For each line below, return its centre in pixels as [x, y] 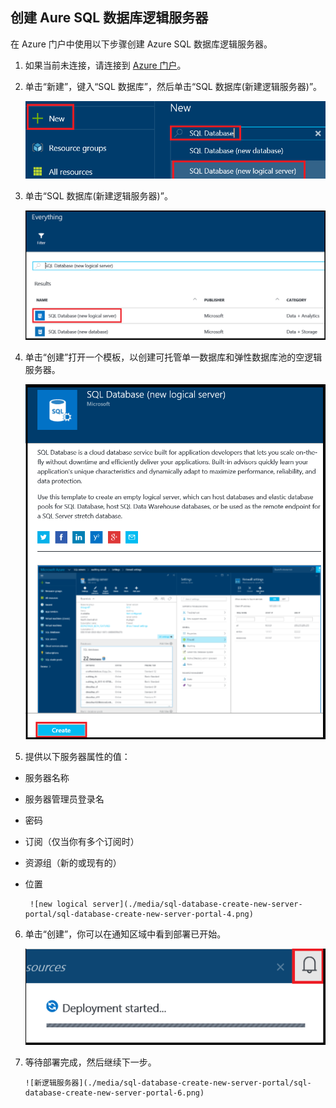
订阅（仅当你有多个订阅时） [82, 842]
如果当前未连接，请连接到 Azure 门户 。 [105, 65]
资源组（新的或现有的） [73, 863]
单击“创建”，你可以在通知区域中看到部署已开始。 [125, 934]
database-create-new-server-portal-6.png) [114, 1093]
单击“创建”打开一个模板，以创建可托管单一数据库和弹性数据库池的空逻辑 [173, 357]
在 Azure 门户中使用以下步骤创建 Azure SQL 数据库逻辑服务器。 [141, 44]
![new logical [59, 904]
